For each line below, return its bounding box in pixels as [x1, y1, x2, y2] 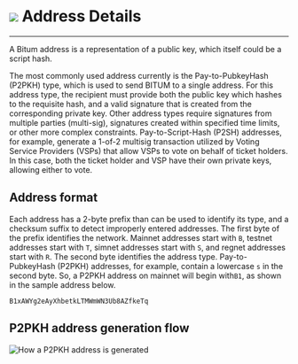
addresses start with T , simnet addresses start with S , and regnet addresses [9, 242, 286, 252]
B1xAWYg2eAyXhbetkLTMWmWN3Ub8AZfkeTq [9, 297, 149, 306]
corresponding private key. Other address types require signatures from [9, 108, 272, 119]
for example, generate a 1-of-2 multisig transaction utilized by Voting [9, 136, 260, 147]
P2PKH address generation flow [9, 321, 190, 336]
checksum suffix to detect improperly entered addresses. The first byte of [9, 223, 280, 234]
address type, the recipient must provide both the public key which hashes [9, 89, 282, 99]
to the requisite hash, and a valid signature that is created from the [9, 98, 253, 109]
